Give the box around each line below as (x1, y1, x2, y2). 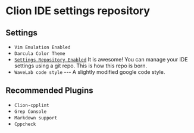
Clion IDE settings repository (5, 4, 150, 18)
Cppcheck (14, 121, 36, 127)
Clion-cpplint (14, 102, 49, 108)
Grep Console (14, 108, 47, 115)
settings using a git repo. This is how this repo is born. (14, 62, 148, 69)
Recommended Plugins (5, 86, 93, 96)
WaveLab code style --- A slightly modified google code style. (14, 69, 165, 75)
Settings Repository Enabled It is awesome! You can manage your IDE (14, 56, 188, 63)
